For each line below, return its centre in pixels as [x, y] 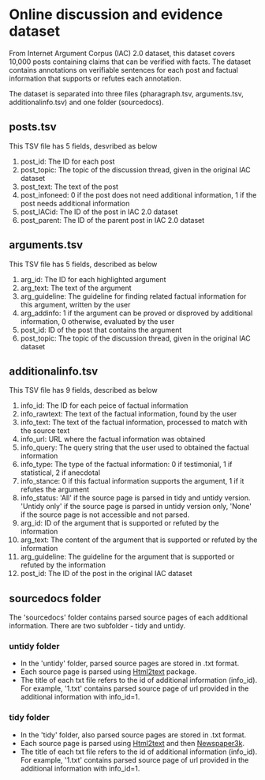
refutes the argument [55, 490]
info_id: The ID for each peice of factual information [104, 405]
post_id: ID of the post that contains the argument [101, 330]
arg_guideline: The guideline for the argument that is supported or [127, 557]
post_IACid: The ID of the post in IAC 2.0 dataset [99, 212]
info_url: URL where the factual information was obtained [113, 439]
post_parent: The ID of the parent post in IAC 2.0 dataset [112, 220]
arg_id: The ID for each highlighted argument [93, 279]
